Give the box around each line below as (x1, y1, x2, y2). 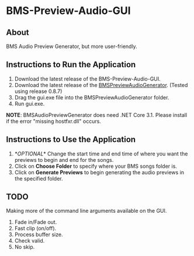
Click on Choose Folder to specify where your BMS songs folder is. (14, 162, 177, 169)
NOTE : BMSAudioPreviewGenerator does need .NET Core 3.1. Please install (6, 111, 188, 118)
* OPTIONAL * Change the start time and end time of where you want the (14, 150, 188, 157)
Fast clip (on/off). (14, 225, 57, 232)
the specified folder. (14, 175, 63, 182)
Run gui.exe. (14, 100, 45, 107)
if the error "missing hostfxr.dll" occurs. (6, 117, 101, 124)
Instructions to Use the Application (6, 134, 136, 144)
